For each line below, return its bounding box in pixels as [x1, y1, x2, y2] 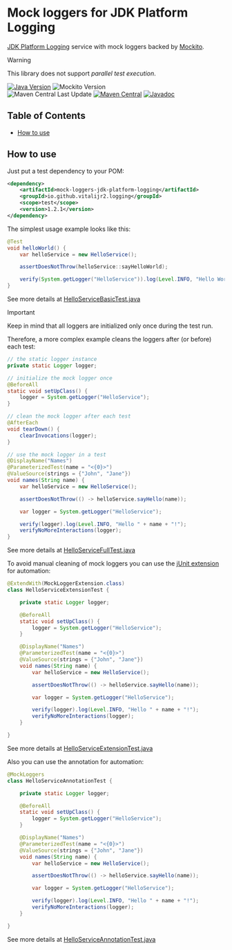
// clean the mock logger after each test [7, 413, 131, 420]
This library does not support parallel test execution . [7, 69, 157, 77]
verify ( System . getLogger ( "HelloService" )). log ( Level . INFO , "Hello [19, 276, 215, 283]
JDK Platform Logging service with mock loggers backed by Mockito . [7, 42, 205, 50]
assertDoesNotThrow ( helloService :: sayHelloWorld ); [19, 263, 168, 270]
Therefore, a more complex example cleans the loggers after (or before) [7, 335, 212, 344]
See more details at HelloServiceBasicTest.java [7, 295, 141, 304]
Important [7, 308, 35, 317]
